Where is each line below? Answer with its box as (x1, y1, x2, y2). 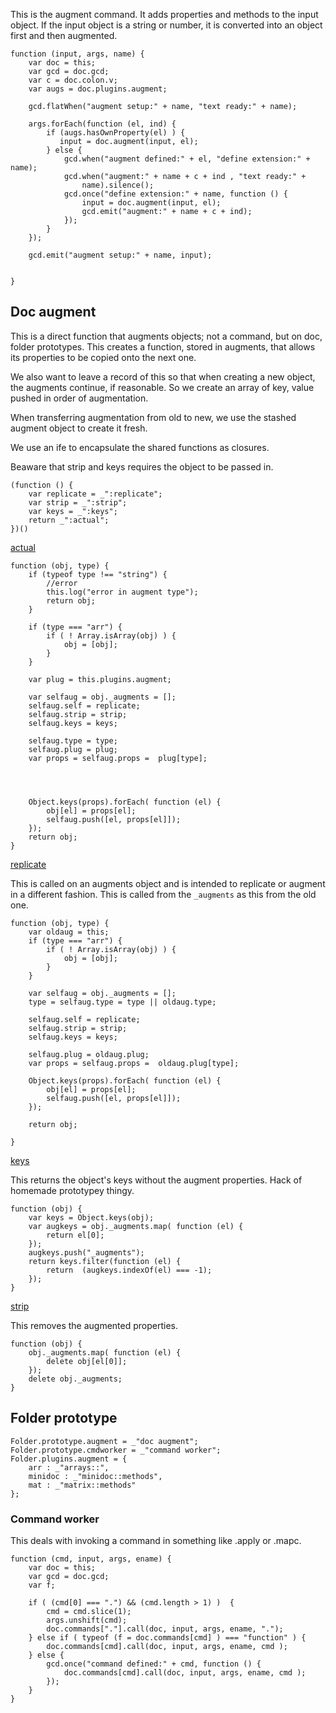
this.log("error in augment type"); (46, 587, 199, 597)
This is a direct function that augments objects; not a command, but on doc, (10, 330, 323, 342)
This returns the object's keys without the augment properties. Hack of (10, 1174, 303, 1186)
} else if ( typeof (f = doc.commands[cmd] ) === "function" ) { (28, 1632, 307, 1643)
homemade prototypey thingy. (10, 1184, 135, 1196)
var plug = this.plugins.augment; (28, 674, 172, 684)
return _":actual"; (28, 515, 110, 525)
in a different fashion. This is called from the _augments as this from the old (10, 888, 317, 900)
